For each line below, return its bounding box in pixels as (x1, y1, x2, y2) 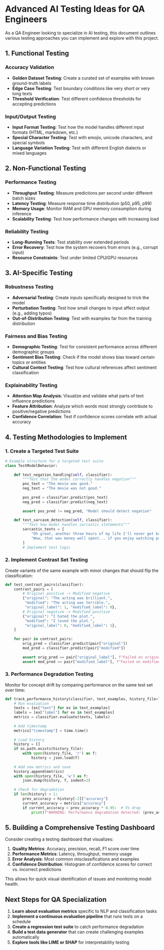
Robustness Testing (5, 283, 54, 290)
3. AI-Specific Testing (5, 269, 73, 277)
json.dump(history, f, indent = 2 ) (22, 778, 91, 783)
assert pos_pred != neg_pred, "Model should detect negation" (22, 508, 152, 513)
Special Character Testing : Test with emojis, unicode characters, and (12, 134, 153, 140)
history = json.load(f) (31, 755, 80, 761)
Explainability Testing (5, 382, 58, 388)
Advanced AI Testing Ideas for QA (5, 3, 145, 15)
